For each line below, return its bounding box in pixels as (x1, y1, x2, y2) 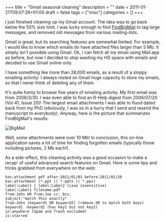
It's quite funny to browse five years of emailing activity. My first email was (5, 90, 157, 95)
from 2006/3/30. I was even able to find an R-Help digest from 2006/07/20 (5, 95, 158, 100)
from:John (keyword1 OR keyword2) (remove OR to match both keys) (5, 200, 144, 205)
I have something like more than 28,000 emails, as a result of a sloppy (5, 69, 147, 75)
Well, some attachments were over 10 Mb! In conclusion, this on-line (5, 135, 144, 140)
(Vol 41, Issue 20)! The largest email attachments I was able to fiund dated (5, 100, 155, 105)
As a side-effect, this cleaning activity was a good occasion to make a (5, 155, 147, 160)
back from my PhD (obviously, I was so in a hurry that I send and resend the (5, 105, 159, 111)
